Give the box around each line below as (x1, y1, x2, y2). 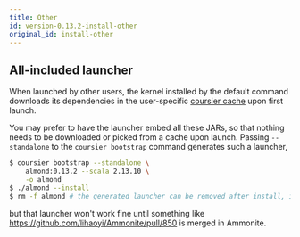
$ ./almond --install (9, 184, 90, 192)
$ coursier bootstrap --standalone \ (9, 159, 150, 168)
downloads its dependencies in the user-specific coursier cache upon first (9, 95, 284, 107)
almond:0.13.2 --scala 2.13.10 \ (25, 167, 150, 176)
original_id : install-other (9, 29, 114, 38)
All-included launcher (9, 62, 134, 78)
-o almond (25, 175, 62, 184)
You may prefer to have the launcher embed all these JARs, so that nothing (9, 122, 285, 134)
